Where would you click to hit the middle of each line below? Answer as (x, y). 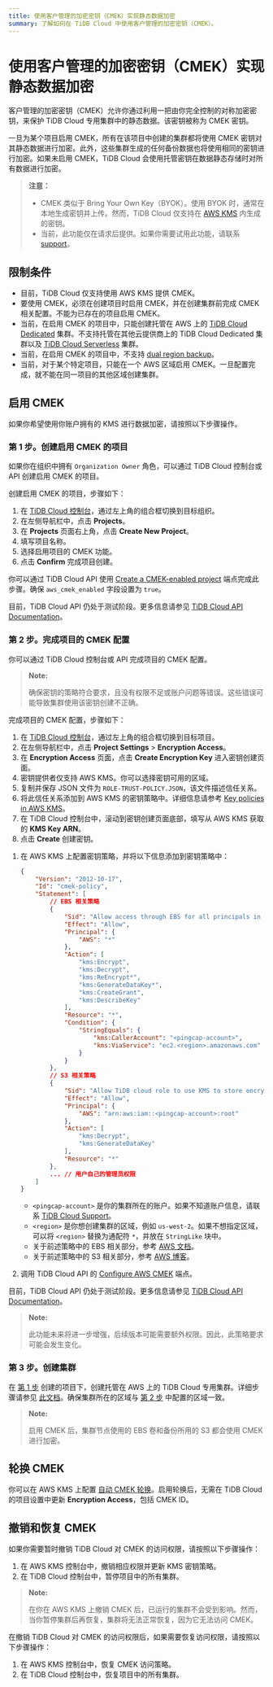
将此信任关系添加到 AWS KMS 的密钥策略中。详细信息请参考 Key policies (142, 798)
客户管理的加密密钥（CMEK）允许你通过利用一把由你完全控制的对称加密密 (133, 111)
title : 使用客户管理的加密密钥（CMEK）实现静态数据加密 (92, 16)
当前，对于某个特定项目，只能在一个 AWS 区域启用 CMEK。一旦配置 (134, 365)
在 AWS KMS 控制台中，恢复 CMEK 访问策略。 (98, 1664)
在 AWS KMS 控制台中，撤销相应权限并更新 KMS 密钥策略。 (120, 1567)
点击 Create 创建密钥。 (59, 838)
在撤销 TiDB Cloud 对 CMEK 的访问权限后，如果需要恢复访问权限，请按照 (131, 1637)
